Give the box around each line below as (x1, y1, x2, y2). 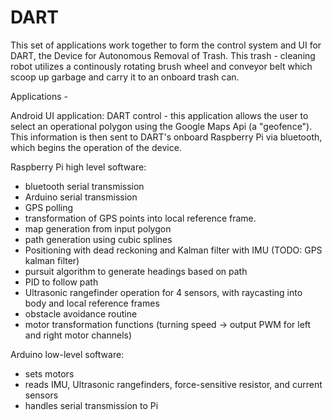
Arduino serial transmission (24, 191, 138, 203)
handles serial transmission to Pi (24, 399, 159, 411)
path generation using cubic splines (24, 233, 173, 245)
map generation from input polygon (24, 222, 172, 235)
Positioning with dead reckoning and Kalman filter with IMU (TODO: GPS (24, 244, 323, 256)
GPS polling (24, 201, 74, 213)
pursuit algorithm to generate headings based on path (24, 265, 248, 277)
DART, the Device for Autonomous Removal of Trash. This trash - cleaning (10, 49, 316, 61)
